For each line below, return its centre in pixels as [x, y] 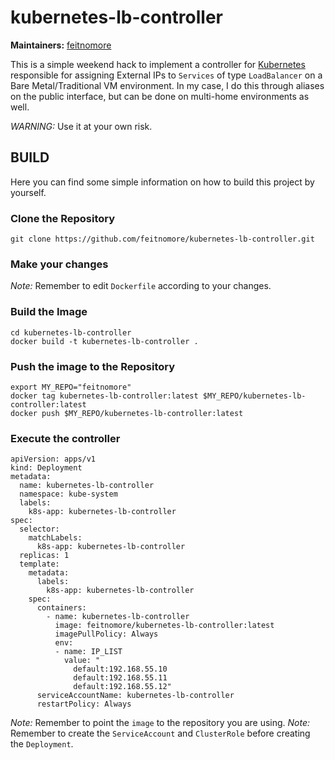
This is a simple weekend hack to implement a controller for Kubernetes [158, 64]
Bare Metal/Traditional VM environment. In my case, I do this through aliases [167, 85]
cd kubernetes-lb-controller [71, 332]
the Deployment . [42, 744]
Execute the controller [65, 438]
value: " [82, 661]
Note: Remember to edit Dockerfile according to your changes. [141, 286]
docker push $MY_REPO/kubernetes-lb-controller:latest [127, 413]
